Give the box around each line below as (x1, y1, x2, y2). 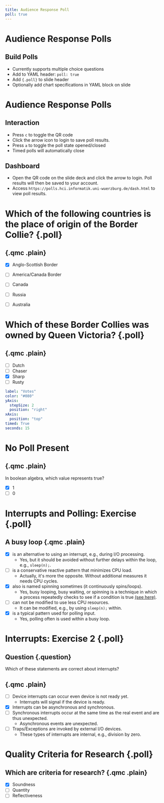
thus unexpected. (12, 715, 48, 721)
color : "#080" (5, 394, 34, 399)
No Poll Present (5, 442, 69, 453)
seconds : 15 (5, 426, 30, 431)
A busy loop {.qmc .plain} (5, 538, 85, 546)
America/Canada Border (12, 271, 62, 277)
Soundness (12, 782, 35, 788)
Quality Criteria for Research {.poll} (5, 749, 154, 760)
